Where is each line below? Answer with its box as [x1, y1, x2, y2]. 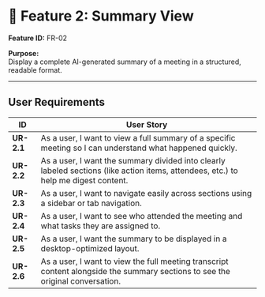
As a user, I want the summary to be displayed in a [40, 233, 227, 244]
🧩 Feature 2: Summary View [8, 7, 195, 25]
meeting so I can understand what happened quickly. [40, 142, 238, 153]
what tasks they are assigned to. [40, 220, 161, 231]
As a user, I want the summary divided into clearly [40, 155, 226, 166]
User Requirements [8, 96, 105, 109]
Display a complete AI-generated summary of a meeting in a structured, [8, 57, 242, 66]
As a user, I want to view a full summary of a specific [40, 132, 236, 143]
